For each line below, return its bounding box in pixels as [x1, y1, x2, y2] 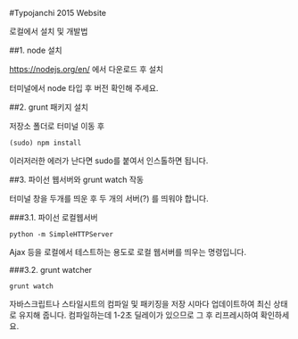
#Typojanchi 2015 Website [9, 8, 107, 18]
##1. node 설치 [9, 45, 62, 55]
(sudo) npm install [9, 138, 82, 147]
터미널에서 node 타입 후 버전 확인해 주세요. [9, 83, 159, 93]
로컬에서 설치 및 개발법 [9, 26, 88, 37]
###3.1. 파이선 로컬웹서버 [9, 212, 98, 222]
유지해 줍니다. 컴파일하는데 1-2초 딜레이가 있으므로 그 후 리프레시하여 [18, 310, 259, 320]
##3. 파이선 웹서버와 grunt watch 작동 [9, 174, 145, 185]
